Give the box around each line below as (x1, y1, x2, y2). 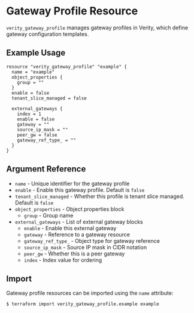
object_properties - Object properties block (14, 205, 125, 212)
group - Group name (23, 212, 74, 219)
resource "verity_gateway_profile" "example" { (6, 64, 128, 70)
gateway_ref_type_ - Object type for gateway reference (23, 237, 160, 244)
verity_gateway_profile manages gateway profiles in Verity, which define (6, 24, 189, 31)
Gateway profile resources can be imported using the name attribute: (6, 290, 174, 297)
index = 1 (17, 111, 42, 117)
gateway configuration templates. (6, 30, 89, 37)
